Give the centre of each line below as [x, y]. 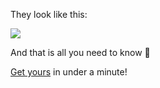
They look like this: [49, 14]
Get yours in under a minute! [69, 72]
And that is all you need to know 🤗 [80, 52]
